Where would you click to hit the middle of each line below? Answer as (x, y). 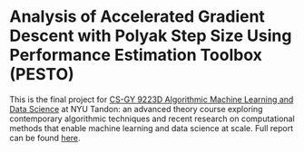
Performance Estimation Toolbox (136, 55)
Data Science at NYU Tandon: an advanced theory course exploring (136, 109)
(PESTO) (42, 75)
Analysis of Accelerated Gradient (137, 17)
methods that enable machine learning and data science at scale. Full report (151, 128)
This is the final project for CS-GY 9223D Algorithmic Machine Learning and (152, 99)
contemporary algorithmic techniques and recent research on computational (152, 119)
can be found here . (45, 138)
